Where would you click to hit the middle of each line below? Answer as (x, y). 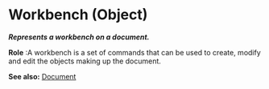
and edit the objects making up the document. (85, 61)
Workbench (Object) (78, 15)
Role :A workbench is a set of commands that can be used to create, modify (135, 52)
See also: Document (42, 76)
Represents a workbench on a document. (79, 37)
